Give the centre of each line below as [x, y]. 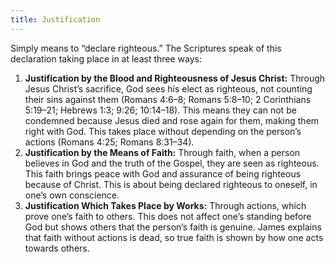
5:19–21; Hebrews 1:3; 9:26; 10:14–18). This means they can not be [160, 110]
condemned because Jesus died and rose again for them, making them [172, 120]
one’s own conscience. [72, 195]
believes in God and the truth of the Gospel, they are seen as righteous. [172, 163]
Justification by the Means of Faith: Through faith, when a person [162, 152]
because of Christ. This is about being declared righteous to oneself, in [171, 184]
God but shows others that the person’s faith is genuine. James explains [173, 227]
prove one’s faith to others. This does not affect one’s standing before [168, 216]
